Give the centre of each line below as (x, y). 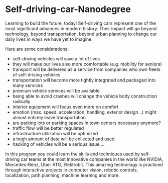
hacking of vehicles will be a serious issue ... (58, 144)
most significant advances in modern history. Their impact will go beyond (81, 28)
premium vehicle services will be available (56, 90)
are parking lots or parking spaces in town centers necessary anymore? (87, 123)
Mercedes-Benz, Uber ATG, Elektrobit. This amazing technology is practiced (84, 164)
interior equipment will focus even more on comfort (65, 107)
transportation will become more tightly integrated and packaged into (84, 80)
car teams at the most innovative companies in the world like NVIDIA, (92, 159)
